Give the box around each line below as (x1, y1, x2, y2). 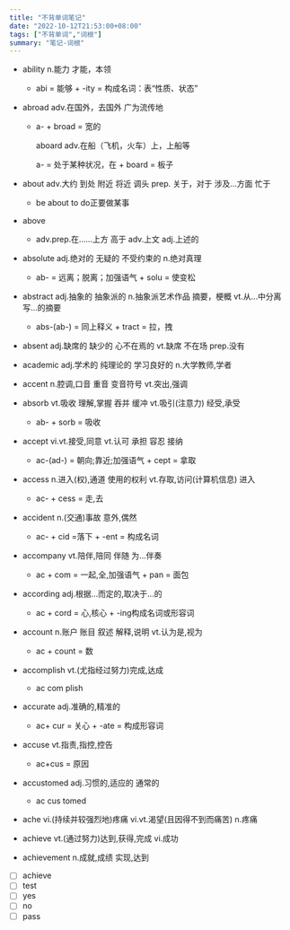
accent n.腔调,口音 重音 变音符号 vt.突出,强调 (22, 379, 189, 390)
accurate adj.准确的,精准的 (22, 701, 121, 712)
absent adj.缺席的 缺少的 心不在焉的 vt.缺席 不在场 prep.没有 (22, 340, 245, 351)
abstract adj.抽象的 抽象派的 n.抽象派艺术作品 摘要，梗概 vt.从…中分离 (22, 291, 282, 302)
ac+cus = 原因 (35, 759, 90, 769)
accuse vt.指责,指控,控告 (22, 740, 114, 750)
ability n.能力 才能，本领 (22, 64, 112, 75)
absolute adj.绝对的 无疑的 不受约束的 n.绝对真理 (22, 253, 202, 264)
